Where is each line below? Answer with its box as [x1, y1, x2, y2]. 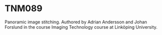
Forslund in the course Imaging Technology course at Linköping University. [4, 24, 158, 30]
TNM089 [4, 3, 43, 14]
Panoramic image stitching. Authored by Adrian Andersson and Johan [4, 19, 147, 25]
